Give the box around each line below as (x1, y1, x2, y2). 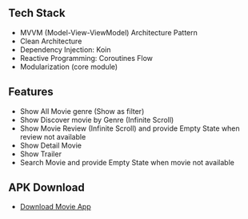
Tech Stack (8, 6, 66, 20)
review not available (19, 132, 86, 141)
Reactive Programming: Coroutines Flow (19, 53, 154, 63)
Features (8, 85, 54, 99)
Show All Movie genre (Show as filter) (19, 106, 145, 116)
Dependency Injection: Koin (19, 44, 111, 55)
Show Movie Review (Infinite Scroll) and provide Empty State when (19, 124, 240, 133)
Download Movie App (19, 202, 91, 212)
